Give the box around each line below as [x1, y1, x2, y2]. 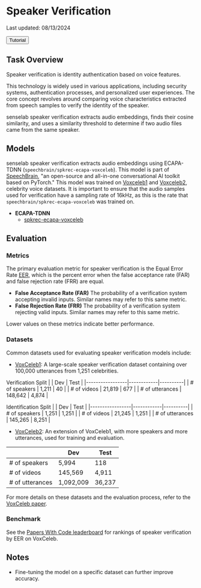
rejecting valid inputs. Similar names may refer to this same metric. [14, 309, 180, 316]
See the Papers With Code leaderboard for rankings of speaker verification [6, 528, 192, 536]
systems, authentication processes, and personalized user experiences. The [6, 88, 195, 96]
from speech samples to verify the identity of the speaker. [6, 101, 150, 109]
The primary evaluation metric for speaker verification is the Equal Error [6, 265, 184, 272]
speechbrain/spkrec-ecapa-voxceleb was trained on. [6, 197, 135, 205]
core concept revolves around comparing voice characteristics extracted [6, 95, 187, 102]
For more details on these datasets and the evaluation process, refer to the [6, 494, 191, 501]
